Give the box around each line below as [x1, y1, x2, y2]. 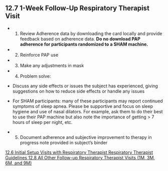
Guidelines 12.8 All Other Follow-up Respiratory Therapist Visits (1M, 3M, [5, 154, 155, 160]
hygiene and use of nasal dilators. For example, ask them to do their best [12, 108, 163, 114]
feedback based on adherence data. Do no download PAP [20, 36, 140, 42]
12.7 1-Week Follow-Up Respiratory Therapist [5, 4, 149, 13]
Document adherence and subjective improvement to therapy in [20, 134, 152, 140]
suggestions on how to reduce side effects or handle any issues [12, 88, 145, 94]
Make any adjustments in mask [20, 62, 84, 68]
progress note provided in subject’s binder [20, 139, 108, 145]
